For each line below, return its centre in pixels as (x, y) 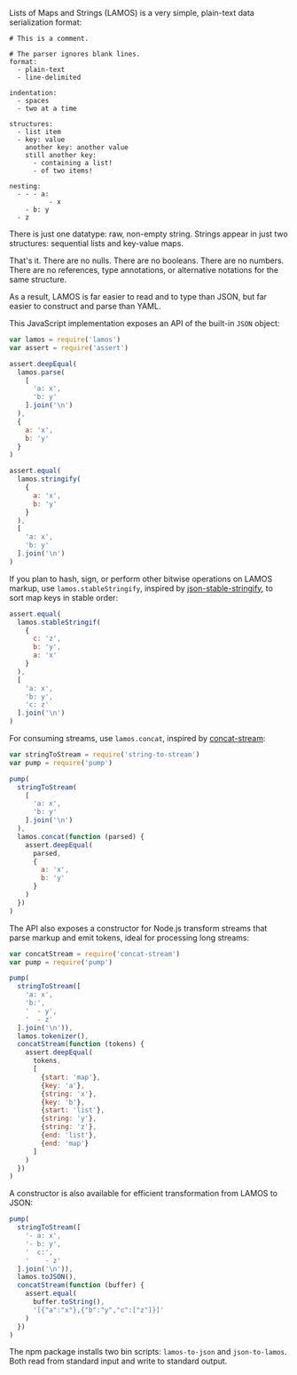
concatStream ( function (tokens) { (81, 1044)
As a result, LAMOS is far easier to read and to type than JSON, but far (138, 296)
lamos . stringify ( (49, 479)
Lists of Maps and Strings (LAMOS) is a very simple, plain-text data (132, 13)
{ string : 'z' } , (69, 1127)
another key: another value (77, 148)
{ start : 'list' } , (73, 1110)
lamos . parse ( (41, 372)
